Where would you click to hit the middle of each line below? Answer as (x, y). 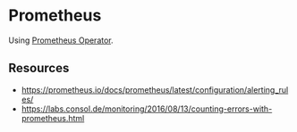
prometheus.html (53, 118)
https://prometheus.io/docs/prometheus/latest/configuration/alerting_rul (155, 89)
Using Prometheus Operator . (61, 40)
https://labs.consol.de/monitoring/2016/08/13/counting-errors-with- (147, 109)
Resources (39, 68)
